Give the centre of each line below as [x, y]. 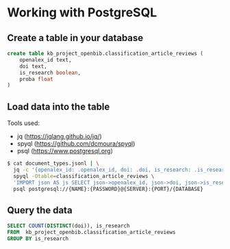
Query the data [40, 210]
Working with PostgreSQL [82, 13]
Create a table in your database [75, 38]
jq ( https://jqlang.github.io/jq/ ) [60, 136]
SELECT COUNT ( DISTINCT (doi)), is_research [68, 226]
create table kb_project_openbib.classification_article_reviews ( [105, 53]
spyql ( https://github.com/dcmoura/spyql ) [76, 144]
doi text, [34, 66]
